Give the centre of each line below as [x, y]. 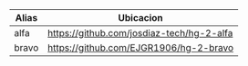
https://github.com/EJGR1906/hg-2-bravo [140, 47]
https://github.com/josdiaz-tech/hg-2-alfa [140, 33]
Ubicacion [141, 18]
